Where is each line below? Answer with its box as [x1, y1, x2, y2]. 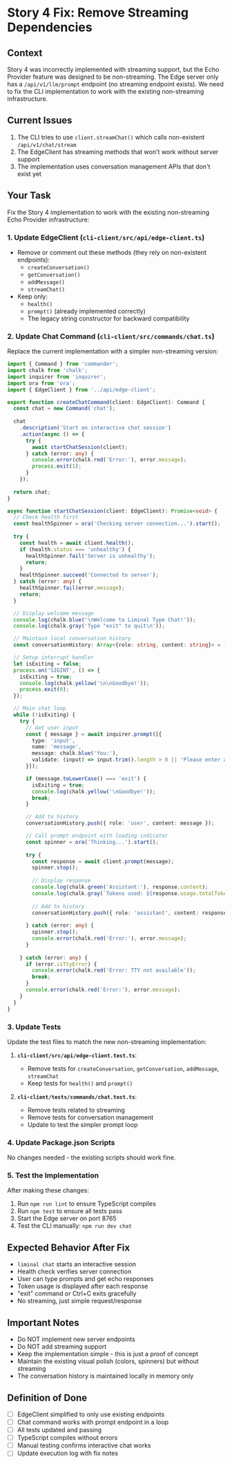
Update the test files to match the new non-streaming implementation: [7, 1037, 207, 1046]
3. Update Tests [7, 1022, 61, 1032]
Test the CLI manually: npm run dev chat [17, 1222, 133, 1230]
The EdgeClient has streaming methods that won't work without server [17, 147, 219, 156]
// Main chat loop [13, 705, 67, 712]
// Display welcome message [13, 610, 95, 617]
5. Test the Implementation [7, 1171, 99, 1180]
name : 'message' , [32, 744, 81, 751]
